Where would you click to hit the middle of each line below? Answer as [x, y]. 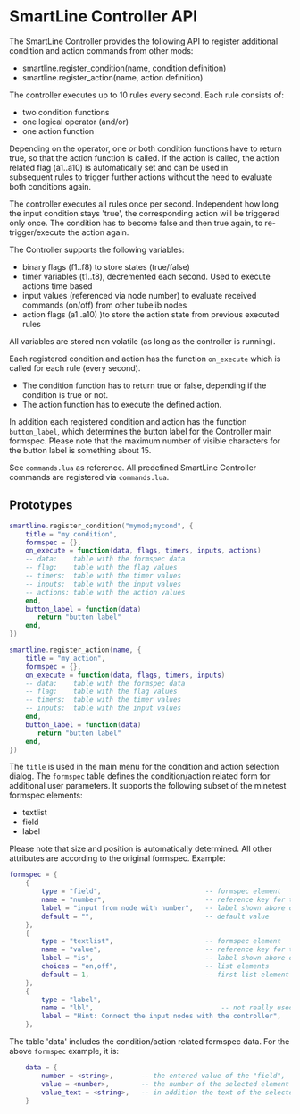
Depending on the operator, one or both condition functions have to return [146, 148]
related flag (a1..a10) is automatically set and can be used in [119, 167]
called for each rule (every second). [75, 367]
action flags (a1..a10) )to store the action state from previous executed [150, 314]
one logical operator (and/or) [75, 122]
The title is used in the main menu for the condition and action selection [144, 767]
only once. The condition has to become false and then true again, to [136, 223]
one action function [58, 131]
